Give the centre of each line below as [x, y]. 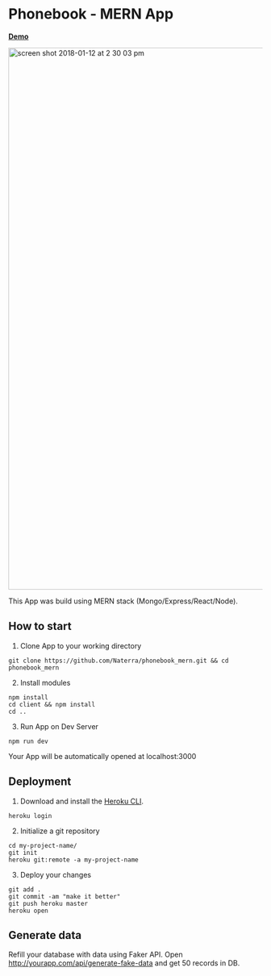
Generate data [45, 935]
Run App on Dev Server [59, 726]
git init [23, 853]
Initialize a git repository [60, 831]
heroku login [30, 815]
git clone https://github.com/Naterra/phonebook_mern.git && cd [119, 661]
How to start [40, 626]
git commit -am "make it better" [65, 896]
